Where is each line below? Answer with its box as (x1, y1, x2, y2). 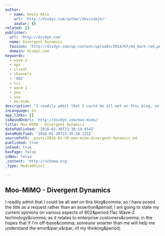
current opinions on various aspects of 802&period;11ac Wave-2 (5, 209, 135, 215)
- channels (9, 72, 32, 77)
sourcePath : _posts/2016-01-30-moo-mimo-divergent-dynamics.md (5, 136, 137, 141)
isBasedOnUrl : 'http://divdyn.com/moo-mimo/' (5, 117, 100, 122)
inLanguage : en (5, 108, 36, 114)
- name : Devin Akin (9, 12, 50, 17)
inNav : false (5, 154, 32, 159)
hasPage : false (5, 150, 36, 155)
